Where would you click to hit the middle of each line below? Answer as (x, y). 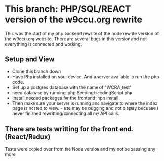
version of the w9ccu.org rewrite (74, 20)
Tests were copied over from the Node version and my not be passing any (80, 149)
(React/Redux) (28, 137)
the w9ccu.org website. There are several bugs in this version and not (76, 39)
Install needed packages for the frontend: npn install (65, 98)
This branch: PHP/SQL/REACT (68, 9)
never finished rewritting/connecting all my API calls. (66, 113)
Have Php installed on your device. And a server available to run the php (85, 77)
